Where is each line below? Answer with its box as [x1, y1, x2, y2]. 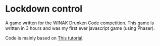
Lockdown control [5, 3, 83, 15]
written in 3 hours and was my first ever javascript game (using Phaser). [5, 25, 155, 31]
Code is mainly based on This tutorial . [5, 35, 84, 41]
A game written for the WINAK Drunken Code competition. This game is [5, 20, 154, 26]
